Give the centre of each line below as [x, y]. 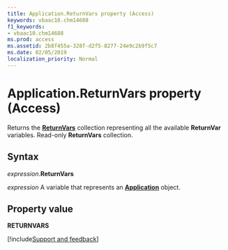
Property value [40, 209]
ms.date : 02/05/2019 [37, 53]
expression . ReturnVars [41, 173]
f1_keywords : [26, 26]
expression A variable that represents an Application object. [94, 187]
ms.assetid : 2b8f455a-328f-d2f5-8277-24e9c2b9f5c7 [82, 46]
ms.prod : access [31, 40]
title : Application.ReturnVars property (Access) [81, 14]
